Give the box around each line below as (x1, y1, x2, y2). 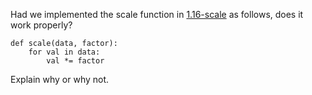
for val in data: (28, 47, 101, 57)
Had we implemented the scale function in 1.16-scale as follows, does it (10, 9, 304, 20)
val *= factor (46, 56, 105, 66)
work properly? (10, 19, 73, 31)
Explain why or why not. (10, 74, 110, 85)
